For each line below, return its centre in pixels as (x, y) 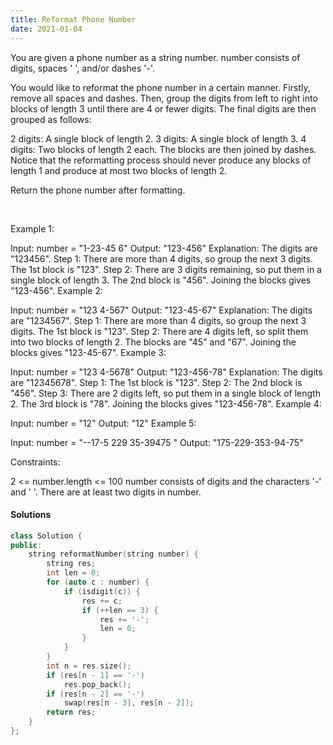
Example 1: (32, 228)
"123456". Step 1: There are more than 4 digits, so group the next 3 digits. (162, 258)
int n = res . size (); (89, 666)
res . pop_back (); (97, 684)
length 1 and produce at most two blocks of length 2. (119, 170)
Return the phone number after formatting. (98, 190)
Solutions (31, 515)
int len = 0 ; (73, 573)
